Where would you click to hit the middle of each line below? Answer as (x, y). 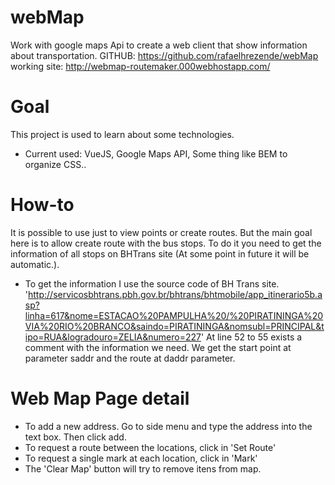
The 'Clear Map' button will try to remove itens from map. (143, 468)
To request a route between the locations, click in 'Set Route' (150, 447)
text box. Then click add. (75, 437)
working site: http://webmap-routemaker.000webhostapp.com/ (140, 66)
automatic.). (35, 264)
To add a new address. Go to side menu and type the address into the (168, 426)
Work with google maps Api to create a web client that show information (159, 45)
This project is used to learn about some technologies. (122, 134)
